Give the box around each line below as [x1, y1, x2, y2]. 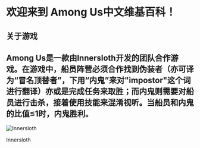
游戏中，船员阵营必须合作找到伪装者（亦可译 [29, 64, 194, 74]
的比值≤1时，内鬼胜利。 [6, 108, 93, 119]
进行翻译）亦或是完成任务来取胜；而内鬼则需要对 [6, 86, 186, 96]
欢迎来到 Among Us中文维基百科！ [6, 5, 177, 19]
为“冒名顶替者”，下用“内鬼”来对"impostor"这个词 [6, 75, 191, 85]
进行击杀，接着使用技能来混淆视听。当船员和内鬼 [14, 97, 194, 108]
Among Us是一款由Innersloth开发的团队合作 [6, 53, 171, 63]
